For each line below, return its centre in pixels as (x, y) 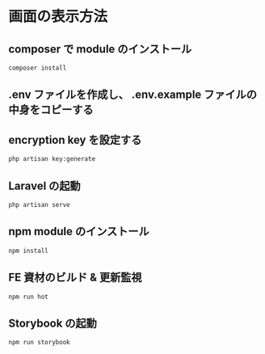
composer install (38, 68)
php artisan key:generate (52, 159)
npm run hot (28, 297)
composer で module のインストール (100, 49)
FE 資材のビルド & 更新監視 (76, 278)
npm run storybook (39, 343)
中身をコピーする (51, 110)
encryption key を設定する (75, 139)
